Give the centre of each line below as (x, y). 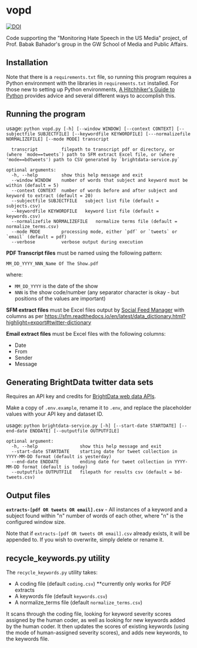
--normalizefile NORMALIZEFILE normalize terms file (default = (94, 221)
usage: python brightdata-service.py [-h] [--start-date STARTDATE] (91, 425)
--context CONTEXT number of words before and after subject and (94, 191)
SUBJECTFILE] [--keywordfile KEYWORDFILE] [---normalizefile (114, 134)
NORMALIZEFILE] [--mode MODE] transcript (58, 139)
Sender (24, 358)
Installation (27, 63)
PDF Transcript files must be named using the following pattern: (84, 253)
